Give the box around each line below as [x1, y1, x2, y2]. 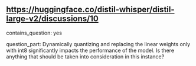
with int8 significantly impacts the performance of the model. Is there [6, 47, 175, 54]
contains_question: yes [6, 29, 62, 36]
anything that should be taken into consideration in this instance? [6, 53, 165, 60]
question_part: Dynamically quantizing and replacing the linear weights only [6, 40, 191, 47]
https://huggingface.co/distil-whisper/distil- [6, 5, 175, 15]
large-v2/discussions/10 [6, 14, 99, 24]
